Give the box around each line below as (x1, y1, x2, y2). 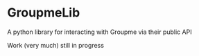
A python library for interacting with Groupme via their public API (7, 28, 192, 36)
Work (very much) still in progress (7, 41, 104, 49)
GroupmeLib (7, 5, 80, 21)
